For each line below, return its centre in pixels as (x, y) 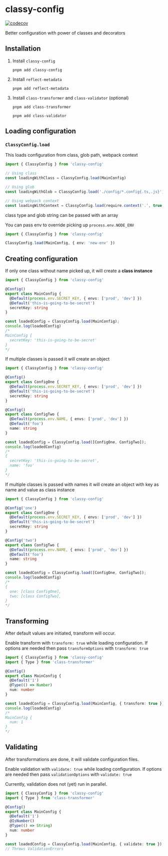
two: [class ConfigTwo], (35, 596)
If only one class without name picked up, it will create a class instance (79, 271)
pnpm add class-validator (39, 116)
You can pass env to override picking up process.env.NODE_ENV (69, 225)
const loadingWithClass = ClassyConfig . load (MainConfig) (66, 178)
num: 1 (16, 722)
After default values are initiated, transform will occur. (60, 633)
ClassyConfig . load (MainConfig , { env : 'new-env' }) (60, 243)
